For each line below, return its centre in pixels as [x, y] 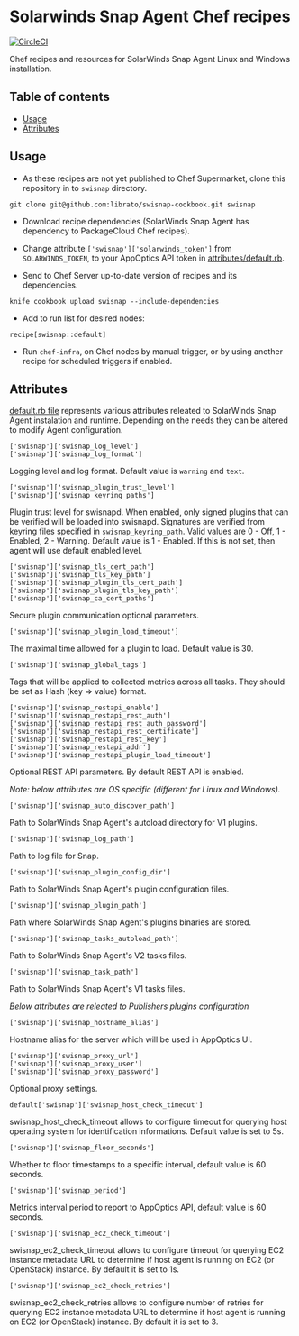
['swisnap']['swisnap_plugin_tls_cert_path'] [96, 583]
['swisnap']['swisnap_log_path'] [72, 839]
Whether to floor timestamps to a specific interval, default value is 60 [138, 1165]
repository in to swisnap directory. [85, 188]
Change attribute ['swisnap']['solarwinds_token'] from [127, 248]
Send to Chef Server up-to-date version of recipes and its [129, 275]
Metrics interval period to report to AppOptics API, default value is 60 [138, 1208]
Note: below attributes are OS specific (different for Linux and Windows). [145, 790]
